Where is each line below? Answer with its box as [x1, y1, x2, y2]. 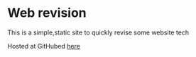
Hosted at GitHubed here [7, 42, 80, 50]
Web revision [7, 5, 87, 21]
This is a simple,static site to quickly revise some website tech [7, 28, 190, 37]
